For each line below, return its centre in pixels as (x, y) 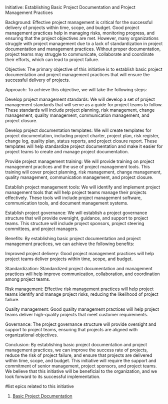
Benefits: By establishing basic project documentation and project (73, 238)
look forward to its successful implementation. (53, 376)
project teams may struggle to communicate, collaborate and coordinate (79, 54)
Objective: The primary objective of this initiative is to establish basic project (84, 69)
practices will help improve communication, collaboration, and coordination (82, 274)
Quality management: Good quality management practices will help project (82, 309)
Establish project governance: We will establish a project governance (76, 213)
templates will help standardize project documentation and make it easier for (84, 146)
